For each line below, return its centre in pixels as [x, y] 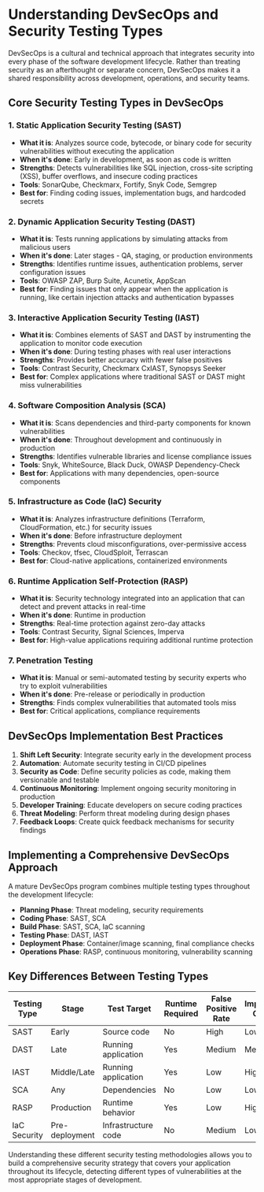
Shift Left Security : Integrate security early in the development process [135, 755]
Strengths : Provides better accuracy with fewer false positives [121, 360]
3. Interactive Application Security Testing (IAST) [104, 317]
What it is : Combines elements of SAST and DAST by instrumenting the [135, 335]
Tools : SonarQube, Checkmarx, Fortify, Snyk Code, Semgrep [118, 184]
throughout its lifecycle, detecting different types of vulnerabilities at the [125, 1171]
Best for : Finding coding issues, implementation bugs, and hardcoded [132, 193]
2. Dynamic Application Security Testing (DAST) [102, 221]
